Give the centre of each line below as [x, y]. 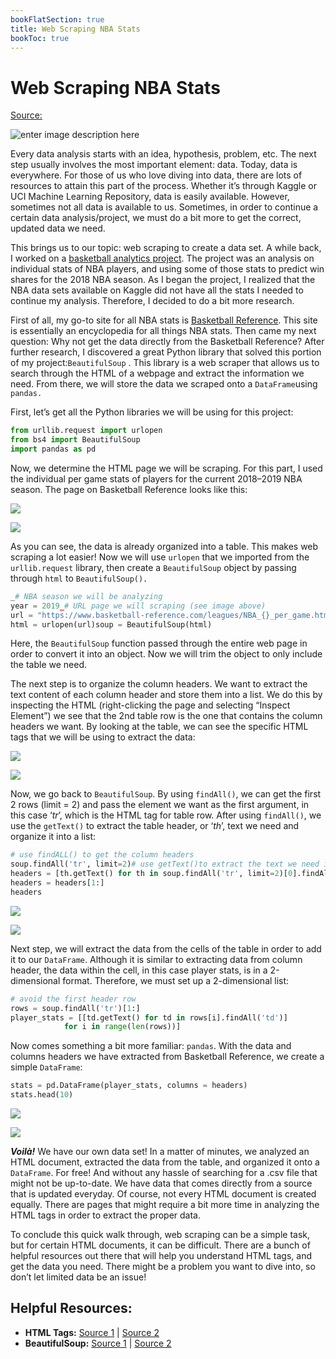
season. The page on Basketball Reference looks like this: [129, 489]
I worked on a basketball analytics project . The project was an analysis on [162, 258]
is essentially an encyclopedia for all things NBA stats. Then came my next [163, 331]
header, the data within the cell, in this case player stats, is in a [139, 970]
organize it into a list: [53, 837]
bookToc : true [40, 38]
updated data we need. [58, 228]
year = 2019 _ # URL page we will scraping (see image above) [138, 606]
